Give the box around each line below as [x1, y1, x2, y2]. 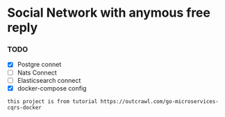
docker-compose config [17, 84, 87, 92]
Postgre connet [17, 61, 62, 69]
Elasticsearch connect [17, 76, 81, 84]
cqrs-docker [7, 104, 42, 111]
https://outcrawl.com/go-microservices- [100, 97, 219, 105]
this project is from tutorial [7, 97, 98, 105]
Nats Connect [17, 68, 57, 77]
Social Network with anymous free [7, 5, 210, 21]
